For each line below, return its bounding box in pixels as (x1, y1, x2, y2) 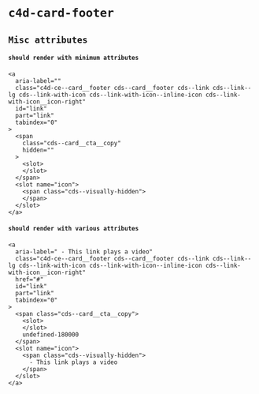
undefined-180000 (22, 330, 80, 339)
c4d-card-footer (8, 6, 114, 21)
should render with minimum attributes (8, 54, 139, 62)
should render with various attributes (8, 225, 139, 233)
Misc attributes (8, 34, 88, 45)
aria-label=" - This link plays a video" (15, 247, 154, 256)
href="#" (15, 275, 44, 283)
